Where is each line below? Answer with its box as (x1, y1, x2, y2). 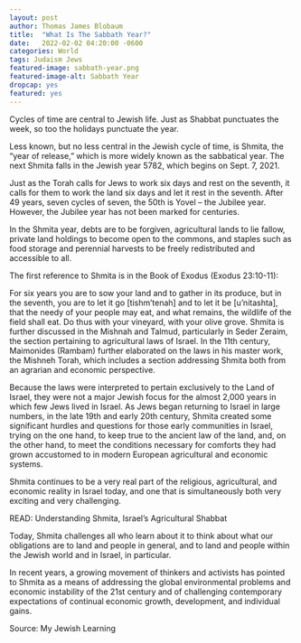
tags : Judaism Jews (9, 55, 83, 64)
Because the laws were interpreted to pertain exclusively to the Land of (9, 381, 275, 393)
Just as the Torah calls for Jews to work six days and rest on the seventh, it (9, 177, 290, 188)
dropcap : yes (9, 80, 59, 89)
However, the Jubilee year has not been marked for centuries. (9, 206, 240, 217)
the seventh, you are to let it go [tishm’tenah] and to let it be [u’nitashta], (9, 297, 278, 308)
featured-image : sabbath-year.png (9, 64, 140, 73)
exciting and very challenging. (9, 495, 122, 506)
